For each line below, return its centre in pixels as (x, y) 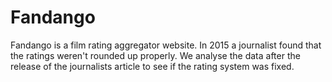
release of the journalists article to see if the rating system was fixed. (152, 66)
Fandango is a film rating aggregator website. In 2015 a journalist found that (166, 45)
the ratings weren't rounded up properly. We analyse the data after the (155, 55)
